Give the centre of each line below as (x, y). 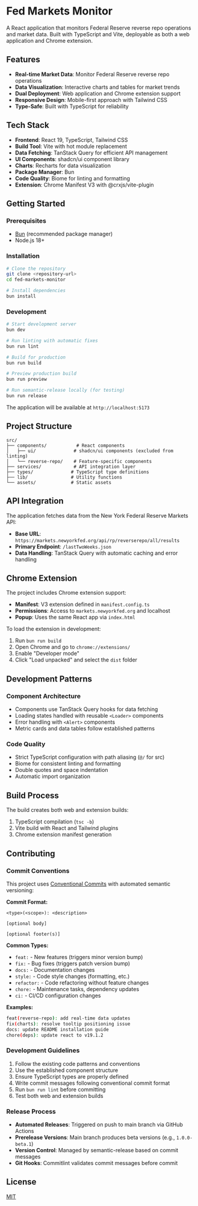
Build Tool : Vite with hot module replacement (71, 146)
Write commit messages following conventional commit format (92, 1083)
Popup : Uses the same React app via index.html (75, 617)
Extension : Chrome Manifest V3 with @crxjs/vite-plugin (85, 185)
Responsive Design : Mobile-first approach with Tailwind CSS (91, 100)
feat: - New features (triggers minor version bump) (79, 957)
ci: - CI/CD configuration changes (58, 995)
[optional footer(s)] (33, 934)
